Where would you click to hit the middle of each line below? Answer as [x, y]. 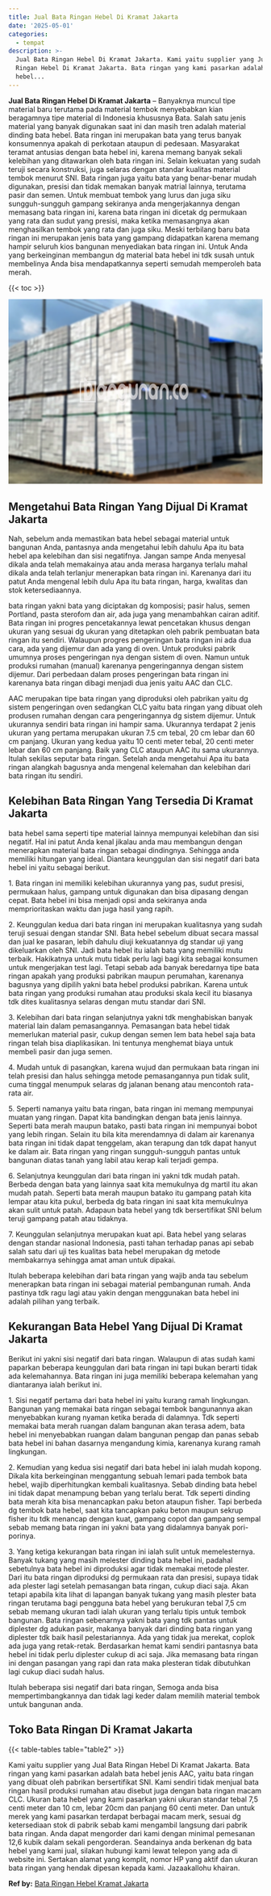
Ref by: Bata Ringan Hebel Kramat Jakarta [79, 1883]
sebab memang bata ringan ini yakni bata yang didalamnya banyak [119, 1527]
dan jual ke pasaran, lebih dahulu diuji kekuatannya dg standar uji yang [126, 941]
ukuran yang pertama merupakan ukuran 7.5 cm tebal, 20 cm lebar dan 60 [132, 733]
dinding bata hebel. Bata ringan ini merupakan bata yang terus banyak [125, 135]
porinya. [22, 1536]
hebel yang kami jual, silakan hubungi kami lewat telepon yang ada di [123, 1850]
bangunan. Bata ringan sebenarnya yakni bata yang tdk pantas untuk [123, 1620]
